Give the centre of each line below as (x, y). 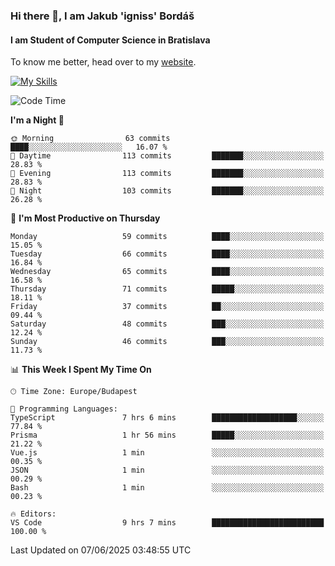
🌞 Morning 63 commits (90, 139)
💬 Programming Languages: (64, 409)
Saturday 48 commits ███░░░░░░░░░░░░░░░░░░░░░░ (167, 324)
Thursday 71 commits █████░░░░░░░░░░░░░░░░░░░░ (167, 289)
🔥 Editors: (33, 514)
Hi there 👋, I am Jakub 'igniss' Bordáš (102, 16)
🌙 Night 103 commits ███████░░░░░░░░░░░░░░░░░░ (167, 191)
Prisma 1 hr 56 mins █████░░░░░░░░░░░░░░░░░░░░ (167, 435)
